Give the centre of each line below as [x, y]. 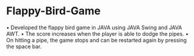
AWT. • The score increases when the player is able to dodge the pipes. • [98, 33]
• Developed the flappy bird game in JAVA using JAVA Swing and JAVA [94, 27]
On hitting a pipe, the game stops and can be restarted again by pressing [97, 40]
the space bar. [24, 46]
